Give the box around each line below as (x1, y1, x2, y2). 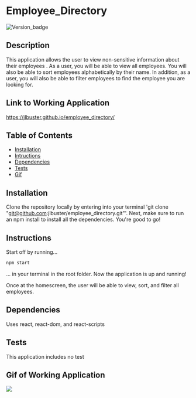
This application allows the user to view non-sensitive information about (6, 56, 180, 63)
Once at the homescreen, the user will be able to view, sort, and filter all (6, 281, 180, 288)
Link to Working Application (6, 98, 110, 108)
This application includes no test (6, 353, 84, 360)
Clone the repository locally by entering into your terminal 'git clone (6, 203, 169, 210)
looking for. (6, 81, 33, 88)
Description (6, 40, 50, 50)
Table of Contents (6, 130, 73, 140)
